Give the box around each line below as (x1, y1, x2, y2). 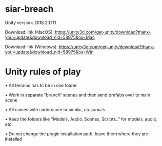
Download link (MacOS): (5, 29, 54, 35)
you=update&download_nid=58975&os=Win (5, 49, 94, 55)
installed (5, 136, 22, 142)
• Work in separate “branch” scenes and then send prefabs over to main (5, 92, 150, 97)
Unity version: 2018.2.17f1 (5, 20, 56, 25)
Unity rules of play (5, 66, 81, 77)
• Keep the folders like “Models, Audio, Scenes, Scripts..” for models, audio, (5, 116, 158, 122)
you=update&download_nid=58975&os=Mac (5, 34, 95, 40)
